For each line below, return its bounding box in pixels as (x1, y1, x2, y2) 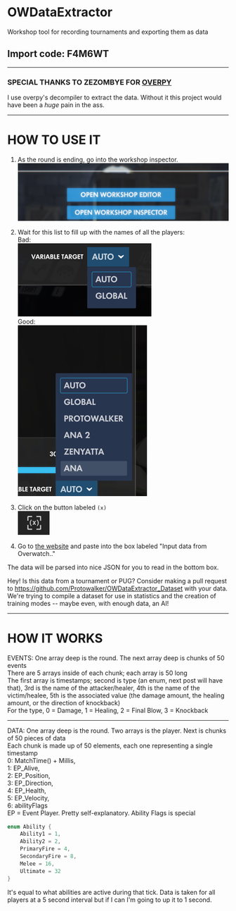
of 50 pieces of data (7, 733, 66, 742)
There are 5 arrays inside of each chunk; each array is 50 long (7, 669, 188, 677)
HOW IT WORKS (7, 630, 103, 646)
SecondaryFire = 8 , (20, 853, 77, 860)
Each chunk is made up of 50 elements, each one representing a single (7, 741, 213, 750)
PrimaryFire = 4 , (20, 845, 71, 853)
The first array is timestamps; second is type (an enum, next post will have (7, 676, 223, 684)
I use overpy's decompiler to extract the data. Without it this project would (7, 93, 222, 102)
